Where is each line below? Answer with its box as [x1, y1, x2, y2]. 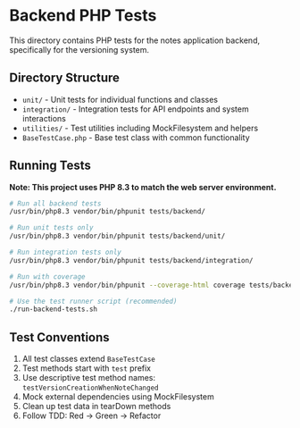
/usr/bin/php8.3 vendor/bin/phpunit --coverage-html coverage [9, 281, 246, 290]
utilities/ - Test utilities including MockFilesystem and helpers [21, 122, 259, 133]
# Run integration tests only [9, 248, 122, 257]
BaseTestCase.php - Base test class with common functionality [21, 131, 250, 143]
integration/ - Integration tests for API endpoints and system [21, 104, 249, 114]
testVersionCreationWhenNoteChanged [21, 383, 159, 393]
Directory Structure [9, 71, 121, 86]
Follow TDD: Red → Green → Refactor [21, 410, 162, 421]
